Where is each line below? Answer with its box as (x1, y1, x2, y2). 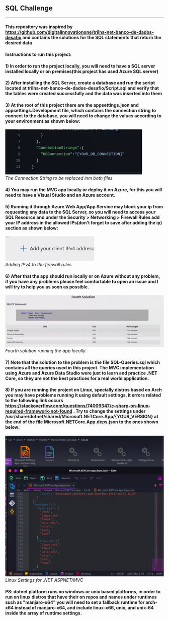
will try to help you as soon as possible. (5, 284, 90, 290)
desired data (5, 40, 32, 46)
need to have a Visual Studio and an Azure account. (5, 192, 116, 198)
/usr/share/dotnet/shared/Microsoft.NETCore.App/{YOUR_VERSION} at (5, 414, 158, 420)
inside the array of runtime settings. (5, 610, 82, 616)
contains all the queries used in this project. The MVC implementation (5, 364, 154, 370)
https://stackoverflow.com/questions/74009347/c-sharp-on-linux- (5, 403, 151, 409)
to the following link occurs (5, 398, 63, 404)
